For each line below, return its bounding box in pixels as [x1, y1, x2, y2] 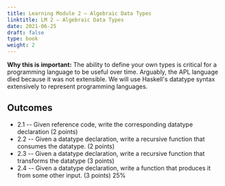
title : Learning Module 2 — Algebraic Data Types [7, 10, 152, 17]
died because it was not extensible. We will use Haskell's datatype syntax [7, 75, 215, 83]
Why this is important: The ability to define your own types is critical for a [7, 61, 217, 68]
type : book [7, 36, 38, 42]
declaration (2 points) [16, 127, 78, 135]
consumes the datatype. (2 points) [16, 142, 115, 150]
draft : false [7, 29, 45, 36]
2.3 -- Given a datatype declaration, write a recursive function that [16, 149, 205, 157]
